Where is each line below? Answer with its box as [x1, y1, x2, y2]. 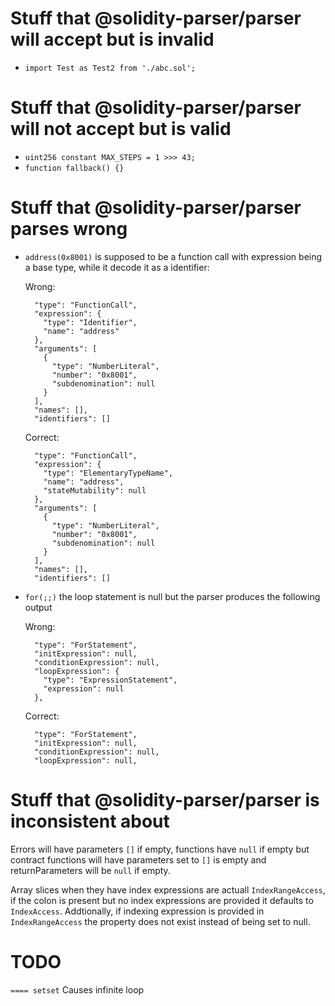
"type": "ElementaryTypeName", [43, 468, 174, 478]
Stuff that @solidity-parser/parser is [10, 789, 320, 811]
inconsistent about [10, 810, 170, 832]
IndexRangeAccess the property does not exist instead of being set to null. [10, 915, 311, 927]
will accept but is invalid [10, 28, 215, 51]
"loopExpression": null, [34, 755, 138, 766]
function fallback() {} [24, 163, 125, 173]
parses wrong [10, 218, 128, 241]
